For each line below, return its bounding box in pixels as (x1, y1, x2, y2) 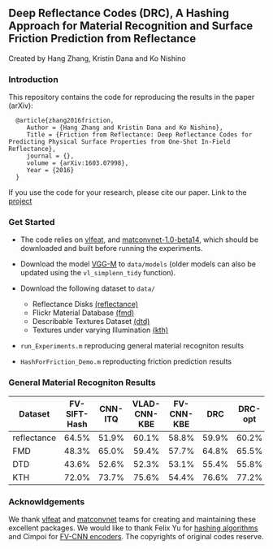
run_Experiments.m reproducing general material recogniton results (19, 341, 245, 351)
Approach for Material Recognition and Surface (8, 19, 253, 33)
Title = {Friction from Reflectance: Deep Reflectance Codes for (26, 131, 253, 139)
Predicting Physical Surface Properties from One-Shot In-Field (8, 138, 231, 146)
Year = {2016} (26, 166, 75, 175)
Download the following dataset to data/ (19, 283, 156, 293)
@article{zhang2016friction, (15, 117, 115, 125)
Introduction (8, 73, 58, 84)
